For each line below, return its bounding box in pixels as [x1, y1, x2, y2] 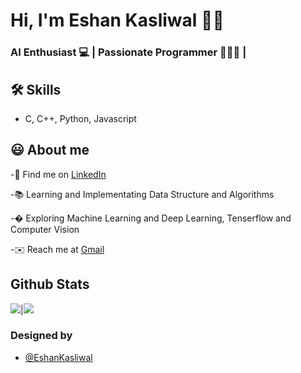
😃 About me [10, 142, 90, 159]
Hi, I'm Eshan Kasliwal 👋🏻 [10, 9, 225, 32]
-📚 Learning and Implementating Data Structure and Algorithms [10, 188, 275, 200]
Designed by [10, 329, 73, 343]
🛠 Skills [10, 81, 62, 98]
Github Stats [10, 276, 90, 293]
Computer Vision [10, 223, 80, 235]
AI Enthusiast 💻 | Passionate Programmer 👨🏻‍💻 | [10, 45, 247, 59]
